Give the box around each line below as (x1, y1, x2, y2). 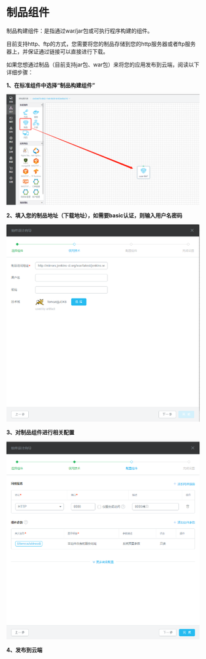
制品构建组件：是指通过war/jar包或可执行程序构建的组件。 (6, 27, 153, 34)
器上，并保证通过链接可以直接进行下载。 (6, 47, 109, 55)
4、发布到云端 (6, 646, 43, 654)
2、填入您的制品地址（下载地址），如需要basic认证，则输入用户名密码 (6, 212, 183, 219)
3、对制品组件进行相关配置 (6, 428, 75, 436)
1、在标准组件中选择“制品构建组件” (6, 81, 96, 89)
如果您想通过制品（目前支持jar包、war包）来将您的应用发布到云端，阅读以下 (6, 61, 200, 68)
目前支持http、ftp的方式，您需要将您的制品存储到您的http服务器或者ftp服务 (6, 40, 196, 47)
